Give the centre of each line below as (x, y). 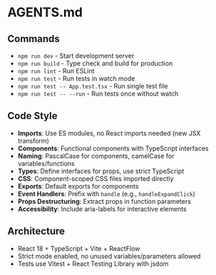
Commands (34, 39)
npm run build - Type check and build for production (95, 63)
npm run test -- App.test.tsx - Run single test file (93, 86)
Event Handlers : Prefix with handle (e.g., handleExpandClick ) (107, 194)
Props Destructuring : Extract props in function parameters (104, 201)
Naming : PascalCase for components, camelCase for (96, 156)
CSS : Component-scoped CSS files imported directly (96, 178)
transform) (34, 140)
